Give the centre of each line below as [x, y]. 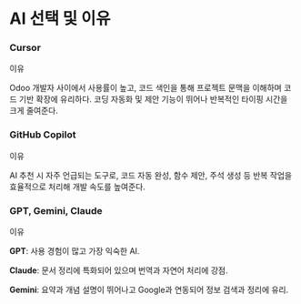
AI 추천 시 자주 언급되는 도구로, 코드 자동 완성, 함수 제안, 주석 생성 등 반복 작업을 [151, 175]
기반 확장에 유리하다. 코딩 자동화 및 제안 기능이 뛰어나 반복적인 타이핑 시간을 [153, 99]
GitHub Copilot [43, 135]
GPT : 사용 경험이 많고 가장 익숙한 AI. [75, 251]
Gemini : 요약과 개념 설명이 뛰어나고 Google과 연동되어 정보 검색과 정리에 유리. [149, 290]
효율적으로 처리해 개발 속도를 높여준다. [77, 187]
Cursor [25, 48]
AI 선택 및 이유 [60, 19]
